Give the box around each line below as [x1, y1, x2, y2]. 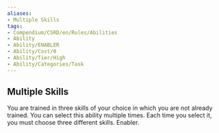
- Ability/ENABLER [7, 42, 60, 48]
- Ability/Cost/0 [7, 48, 57, 55]
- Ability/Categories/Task [7, 61, 84, 68]
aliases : [7, 10, 32, 17]
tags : [7, 23, 23, 29]
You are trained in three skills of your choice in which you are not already [7, 104, 213, 113]
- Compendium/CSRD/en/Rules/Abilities [7, 29, 118, 36]
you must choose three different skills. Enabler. [7, 119, 140, 127]
